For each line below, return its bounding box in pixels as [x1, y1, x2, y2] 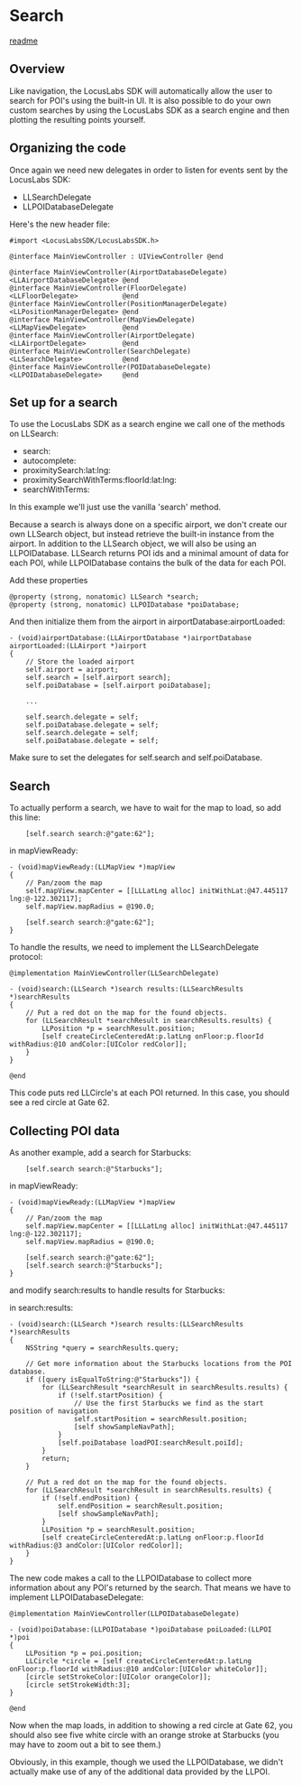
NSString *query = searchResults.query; [25, 1344, 179, 1353]
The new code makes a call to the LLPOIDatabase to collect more [9, 1573, 252, 1583]
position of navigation [9, 1407, 99, 1416]
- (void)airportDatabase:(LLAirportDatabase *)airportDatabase [9, 634, 252, 643]
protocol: [9, 952, 43, 963]
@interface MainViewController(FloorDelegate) [9, 284, 188, 293]
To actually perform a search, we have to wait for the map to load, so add [9, 803, 281, 814]
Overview [9, 61, 66, 77]
